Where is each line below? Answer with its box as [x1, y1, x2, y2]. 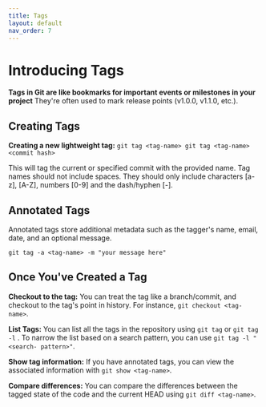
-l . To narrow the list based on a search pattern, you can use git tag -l [8, 332, 250, 342]
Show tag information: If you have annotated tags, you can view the [8, 357, 235, 366]
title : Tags [8, 11, 48, 20]
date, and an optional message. [8, 233, 112, 243]
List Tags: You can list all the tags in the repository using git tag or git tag [8, 324, 259, 333]
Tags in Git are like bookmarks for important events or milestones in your [8, 87, 256, 97]
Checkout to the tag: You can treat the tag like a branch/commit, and [8, 292, 236, 301]
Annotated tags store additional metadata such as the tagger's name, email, [8, 224, 259, 234]
